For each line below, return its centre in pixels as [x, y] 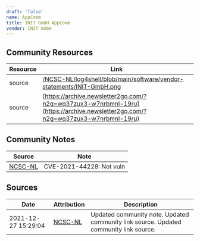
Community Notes [41, 140]
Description [141, 204]
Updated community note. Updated [140, 214]
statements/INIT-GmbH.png [82, 87]
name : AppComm [24, 17]
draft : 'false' [25, 12]
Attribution [69, 204]
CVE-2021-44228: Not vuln [85, 166]
